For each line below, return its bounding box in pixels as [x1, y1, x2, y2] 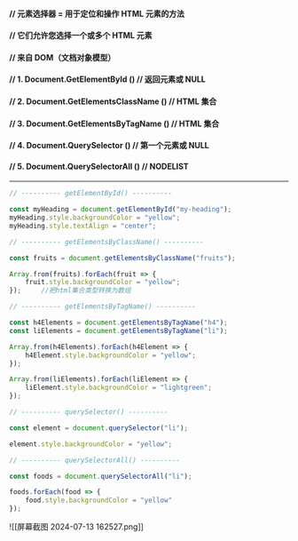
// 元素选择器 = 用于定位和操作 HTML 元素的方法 [9, 8, 184, 19]
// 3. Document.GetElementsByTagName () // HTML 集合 [9, 118, 220, 129]
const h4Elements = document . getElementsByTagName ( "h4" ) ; [9, 318, 228, 328]
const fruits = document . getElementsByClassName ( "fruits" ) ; [9, 253, 237, 262]
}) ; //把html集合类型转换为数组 [9, 286, 131, 295]
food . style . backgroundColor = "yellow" [25, 496, 173, 505]
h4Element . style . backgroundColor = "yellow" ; [25, 351, 197, 360]
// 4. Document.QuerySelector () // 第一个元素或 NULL [9, 140, 210, 151]
